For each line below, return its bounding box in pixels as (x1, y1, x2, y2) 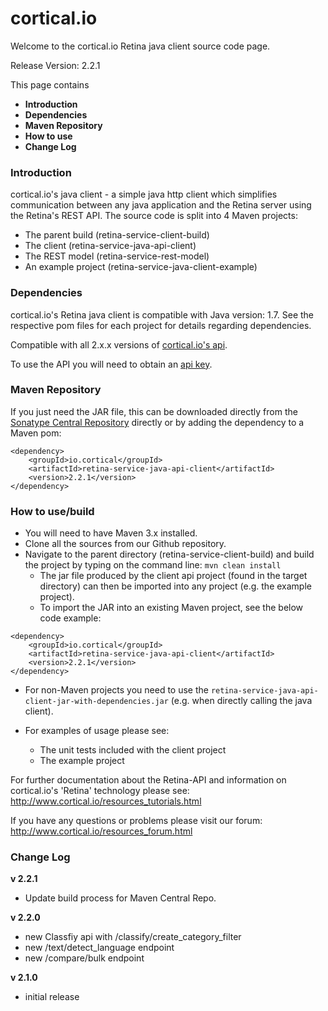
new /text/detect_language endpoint (24, 942, 175, 954)
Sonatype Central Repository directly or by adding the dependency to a (10, 416, 305, 428)
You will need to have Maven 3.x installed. (24, 527, 198, 539)
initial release (24, 991, 80, 1003)
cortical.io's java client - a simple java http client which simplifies (10, 188, 278, 201)
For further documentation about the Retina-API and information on (10, 774, 287, 786)
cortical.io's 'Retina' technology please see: (10, 785, 190, 797)
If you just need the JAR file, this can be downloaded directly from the (10, 405, 298, 417)
